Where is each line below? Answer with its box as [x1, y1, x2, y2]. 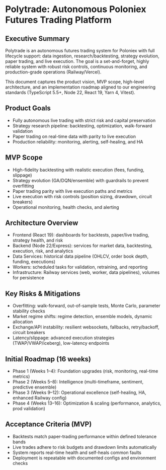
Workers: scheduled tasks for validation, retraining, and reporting [12, 264, 148, 270]
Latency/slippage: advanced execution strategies [12, 335, 115, 341]
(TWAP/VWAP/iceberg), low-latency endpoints [12, 340, 110, 346]
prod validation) [12, 406, 45, 412]
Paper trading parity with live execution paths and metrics [12, 188, 132, 194]
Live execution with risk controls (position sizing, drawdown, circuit [12, 193, 152, 199]
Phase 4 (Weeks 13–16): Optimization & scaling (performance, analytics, [12, 400, 162, 406]
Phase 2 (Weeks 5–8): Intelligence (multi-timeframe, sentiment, [12, 379, 144, 385]
